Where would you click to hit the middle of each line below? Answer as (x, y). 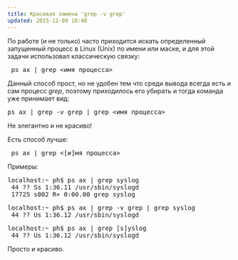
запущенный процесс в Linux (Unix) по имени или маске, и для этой (111, 48)
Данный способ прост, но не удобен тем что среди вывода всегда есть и (119, 83)
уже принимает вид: (38, 98)
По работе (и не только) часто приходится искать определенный (107, 41)
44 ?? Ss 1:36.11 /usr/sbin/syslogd (75, 187)
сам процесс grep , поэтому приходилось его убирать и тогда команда (115, 90)
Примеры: (23, 166)
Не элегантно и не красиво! (50, 125)
